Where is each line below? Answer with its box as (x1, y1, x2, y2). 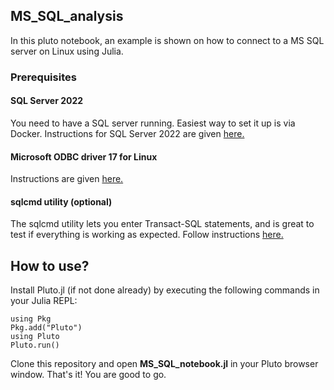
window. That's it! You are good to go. (10, 369, 167, 381)
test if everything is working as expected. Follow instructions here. (10, 229, 284, 241)
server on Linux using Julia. (10, 45, 124, 57)
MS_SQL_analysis (10, 8, 124, 25)
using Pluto (10, 332, 60, 342)
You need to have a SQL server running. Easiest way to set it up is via (10, 117, 296, 129)
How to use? (10, 257, 90, 274)
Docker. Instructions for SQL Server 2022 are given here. (10, 127, 245, 139)
